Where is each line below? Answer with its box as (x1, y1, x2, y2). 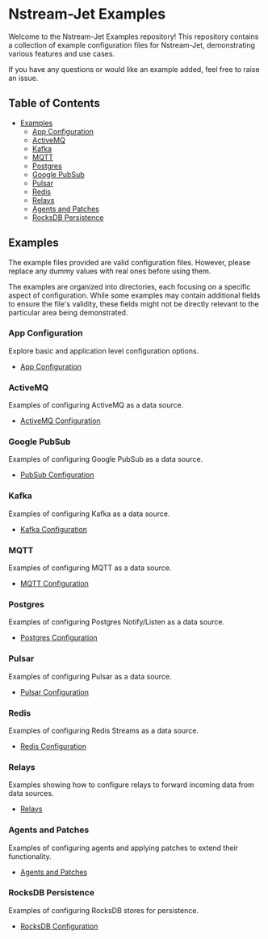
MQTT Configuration (19, 579, 89, 589)
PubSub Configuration (19, 470, 94, 480)
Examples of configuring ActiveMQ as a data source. (8, 400, 184, 410)
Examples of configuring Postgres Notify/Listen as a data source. (8, 617, 224, 627)
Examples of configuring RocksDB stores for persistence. (8, 905, 199, 915)
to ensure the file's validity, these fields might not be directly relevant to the (8, 298, 260, 308)
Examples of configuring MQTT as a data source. (8, 563, 172, 573)
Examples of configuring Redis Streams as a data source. (8, 725, 199, 735)
